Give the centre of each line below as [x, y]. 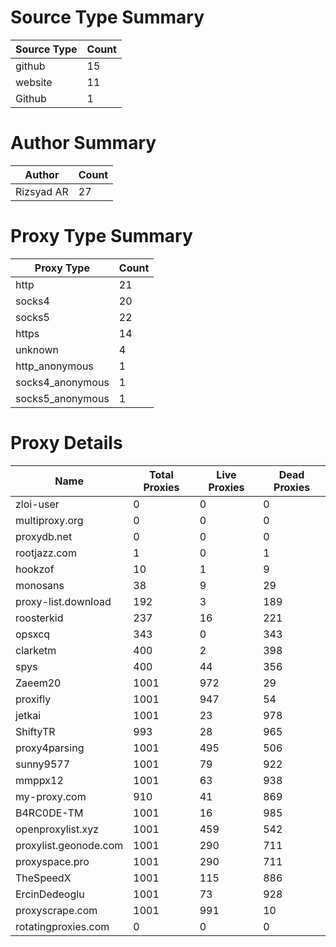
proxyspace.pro [52, 861]
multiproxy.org [49, 520]
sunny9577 [43, 764]
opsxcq [33, 634]
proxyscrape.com [56, 910]
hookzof [35, 569]
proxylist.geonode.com [69, 845]
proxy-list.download [63, 601]
